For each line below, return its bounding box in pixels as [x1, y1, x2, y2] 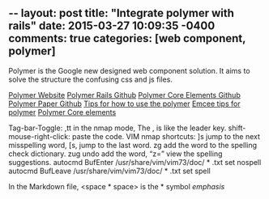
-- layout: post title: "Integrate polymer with [8, 6, 235, 20]
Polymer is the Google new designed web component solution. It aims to [8, 66, 250, 75]
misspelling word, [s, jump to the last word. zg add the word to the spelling [8, 140, 258, 150]
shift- [228, 123, 246, 133]
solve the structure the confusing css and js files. [8, 74, 173, 84]
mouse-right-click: [8, 131, 70, 141]
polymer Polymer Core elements [8, 107, 117, 116]
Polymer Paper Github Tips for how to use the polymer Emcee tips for [8, 99, 241, 108]
